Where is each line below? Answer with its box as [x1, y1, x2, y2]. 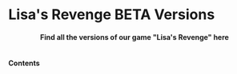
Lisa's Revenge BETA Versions [8, 6, 215, 24]
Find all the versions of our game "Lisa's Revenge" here [39, 32, 230, 41]
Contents [8, 58, 40, 68]
